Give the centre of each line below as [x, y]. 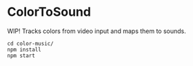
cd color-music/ [30, 43]
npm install [24, 49]
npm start [21, 56]
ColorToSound [49, 12]
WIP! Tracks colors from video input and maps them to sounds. [96, 31]
